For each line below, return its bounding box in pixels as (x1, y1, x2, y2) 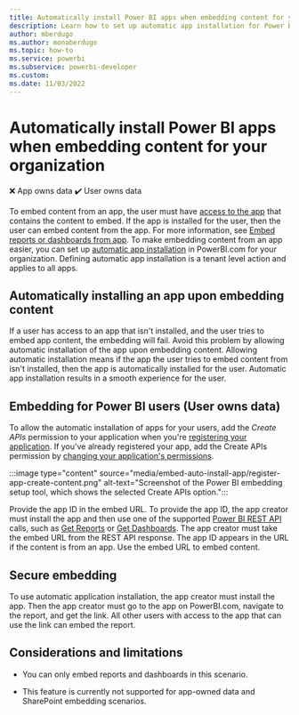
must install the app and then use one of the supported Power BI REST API (9, 513, 282, 525)
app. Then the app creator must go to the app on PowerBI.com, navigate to (9, 601, 284, 611)
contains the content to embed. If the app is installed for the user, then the (9, 215, 281, 226)
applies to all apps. (9, 262, 78, 273)
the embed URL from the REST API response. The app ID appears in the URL (9, 533, 289, 543)
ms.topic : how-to (9, 46, 74, 55)
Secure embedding (9, 567, 117, 582)
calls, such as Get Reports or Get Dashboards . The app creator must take (9, 523, 278, 534)
